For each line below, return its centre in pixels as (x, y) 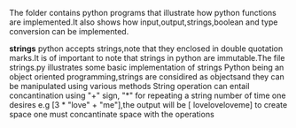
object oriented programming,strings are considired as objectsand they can (147, 77)
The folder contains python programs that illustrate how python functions (143, 13)
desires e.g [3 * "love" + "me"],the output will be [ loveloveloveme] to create (148, 105)
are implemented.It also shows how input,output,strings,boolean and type (144, 22)
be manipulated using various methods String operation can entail (129, 86)
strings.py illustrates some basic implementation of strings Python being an (147, 67)
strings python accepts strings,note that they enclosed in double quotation (146, 49)
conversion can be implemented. (69, 31)
